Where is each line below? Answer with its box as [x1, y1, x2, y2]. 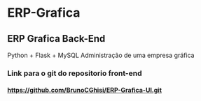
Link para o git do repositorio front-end [7, 68, 142, 78]
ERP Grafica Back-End [7, 33, 106, 45]
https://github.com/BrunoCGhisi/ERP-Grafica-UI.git [7, 86, 162, 94]
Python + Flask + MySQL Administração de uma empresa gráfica [7, 51, 195, 59]
